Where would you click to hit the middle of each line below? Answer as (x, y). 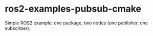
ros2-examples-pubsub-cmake (73, 9)
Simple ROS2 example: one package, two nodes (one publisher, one (76, 23)
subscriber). (18, 28)
